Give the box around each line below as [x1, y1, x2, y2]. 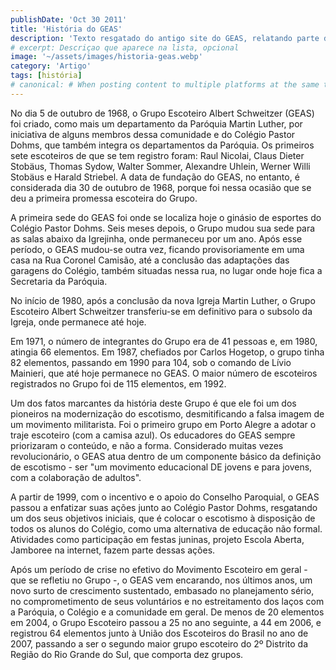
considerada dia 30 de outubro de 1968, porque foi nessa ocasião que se [10, 181, 312, 193]
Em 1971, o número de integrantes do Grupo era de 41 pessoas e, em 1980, [10, 335, 318, 347]
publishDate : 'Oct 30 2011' [10, 14, 128, 25]
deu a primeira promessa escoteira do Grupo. [10, 192, 198, 204]
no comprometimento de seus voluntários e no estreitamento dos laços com [10, 595, 325, 607]
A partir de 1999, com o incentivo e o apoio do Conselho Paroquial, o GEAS [10, 491, 320, 503]
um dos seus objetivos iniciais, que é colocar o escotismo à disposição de [10, 512, 316, 524]
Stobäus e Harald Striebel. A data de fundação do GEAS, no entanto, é [10, 171, 300, 183]
